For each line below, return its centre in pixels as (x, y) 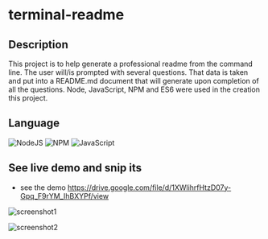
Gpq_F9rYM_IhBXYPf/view (64, 196)
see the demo (43, 187)
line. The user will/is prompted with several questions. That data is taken (128, 72)
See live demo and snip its (75, 168)
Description (38, 45)
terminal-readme (66, 15)
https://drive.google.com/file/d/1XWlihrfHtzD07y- (149, 187)
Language (34, 124)
